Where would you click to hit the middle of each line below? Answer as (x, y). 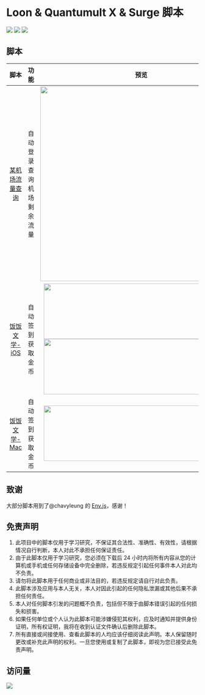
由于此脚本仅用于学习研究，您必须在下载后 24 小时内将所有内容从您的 (103, 558)
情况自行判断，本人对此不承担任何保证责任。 (71, 550)
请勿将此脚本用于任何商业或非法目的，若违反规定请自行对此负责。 (98, 581)
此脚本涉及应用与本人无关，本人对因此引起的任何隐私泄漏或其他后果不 (103, 588)
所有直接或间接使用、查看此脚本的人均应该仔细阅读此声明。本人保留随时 (106, 634)
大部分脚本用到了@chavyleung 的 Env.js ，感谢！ (67, 505)
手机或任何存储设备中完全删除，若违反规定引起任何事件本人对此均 (114, 565)
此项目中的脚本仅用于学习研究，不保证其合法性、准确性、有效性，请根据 (106, 543)
